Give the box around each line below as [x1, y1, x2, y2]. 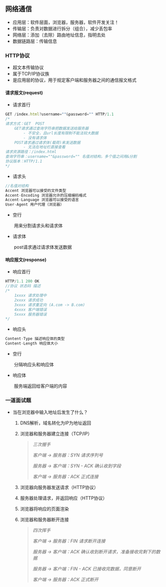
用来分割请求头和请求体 [14, 223, 63, 229]
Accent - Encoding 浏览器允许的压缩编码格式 [5, 192, 87, 198]
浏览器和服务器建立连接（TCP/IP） [20, 431, 92, 437]
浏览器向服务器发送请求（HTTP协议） [20, 484, 99, 491]
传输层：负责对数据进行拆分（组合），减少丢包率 [12, 25, 113, 31]
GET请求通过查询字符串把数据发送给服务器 [14, 126, 89, 131]
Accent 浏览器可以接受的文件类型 [5, 188, 67, 193]
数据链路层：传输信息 [12, 38, 57, 44]
